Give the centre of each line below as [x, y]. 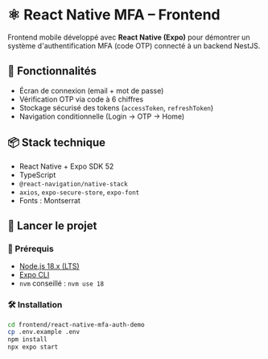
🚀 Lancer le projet [52, 225]
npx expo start [33, 347]
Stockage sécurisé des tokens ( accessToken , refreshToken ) [116, 107]
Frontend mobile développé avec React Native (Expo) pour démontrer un [129, 37]
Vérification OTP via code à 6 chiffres [81, 99]
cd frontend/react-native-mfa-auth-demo [76, 324]
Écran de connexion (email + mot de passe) [91, 90]
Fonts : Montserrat [50, 200]
